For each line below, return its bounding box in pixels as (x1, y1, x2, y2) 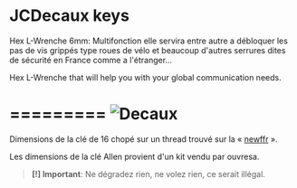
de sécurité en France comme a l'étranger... (9, 54, 173, 65)
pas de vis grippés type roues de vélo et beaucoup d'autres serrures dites (9, 44, 286, 55)
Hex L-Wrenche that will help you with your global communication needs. (9, 71, 283, 82)
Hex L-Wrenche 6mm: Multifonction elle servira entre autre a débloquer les (9, 35, 288, 46)
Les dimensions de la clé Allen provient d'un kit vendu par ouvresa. (9, 151, 260, 162)
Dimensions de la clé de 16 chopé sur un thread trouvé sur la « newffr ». (9, 133, 278, 145)
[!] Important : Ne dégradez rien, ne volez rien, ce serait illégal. (31, 168, 265, 179)
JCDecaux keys (9, 5, 129, 26)
